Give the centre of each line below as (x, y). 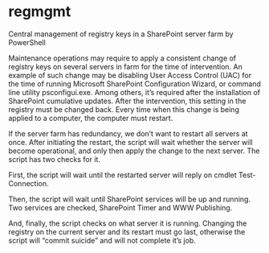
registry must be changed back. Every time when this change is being (124, 109)
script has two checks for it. (54, 159)
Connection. (29, 183)
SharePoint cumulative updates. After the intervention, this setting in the (127, 101)
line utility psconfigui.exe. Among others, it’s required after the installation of (134, 92)
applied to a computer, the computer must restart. (91, 118)
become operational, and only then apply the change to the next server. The (134, 151)
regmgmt (40, 12)
